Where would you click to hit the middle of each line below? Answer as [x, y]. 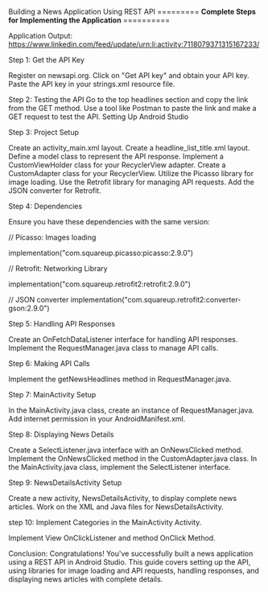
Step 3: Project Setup [43, 132]
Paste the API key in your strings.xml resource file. [92, 84]
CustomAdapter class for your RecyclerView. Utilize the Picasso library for [131, 173]
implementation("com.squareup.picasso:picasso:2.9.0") [101, 253]
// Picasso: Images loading [52, 237]
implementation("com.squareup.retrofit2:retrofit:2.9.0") [100, 284]
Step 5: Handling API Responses [62, 324]
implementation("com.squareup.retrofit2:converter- [156, 300]
